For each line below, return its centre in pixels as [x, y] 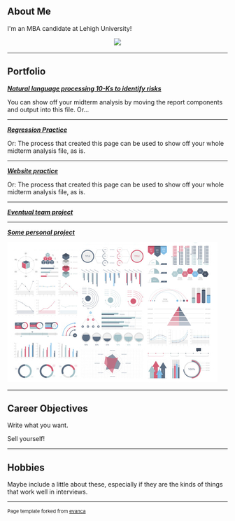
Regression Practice [37, 130]
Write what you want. [38, 425]
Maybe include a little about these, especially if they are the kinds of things [115, 485]
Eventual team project [40, 212]
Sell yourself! [26, 439]
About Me [29, 12]
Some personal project [41, 232]
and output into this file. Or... [48, 109]
